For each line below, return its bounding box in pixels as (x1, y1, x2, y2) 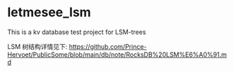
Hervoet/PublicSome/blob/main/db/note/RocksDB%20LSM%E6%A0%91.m (7, 50, 228, 59)
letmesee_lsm (7, 4, 91, 21)
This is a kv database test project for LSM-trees (7, 28, 146, 36)
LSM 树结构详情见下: (7, 42, 68, 50)
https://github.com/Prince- (69, 42, 147, 50)
